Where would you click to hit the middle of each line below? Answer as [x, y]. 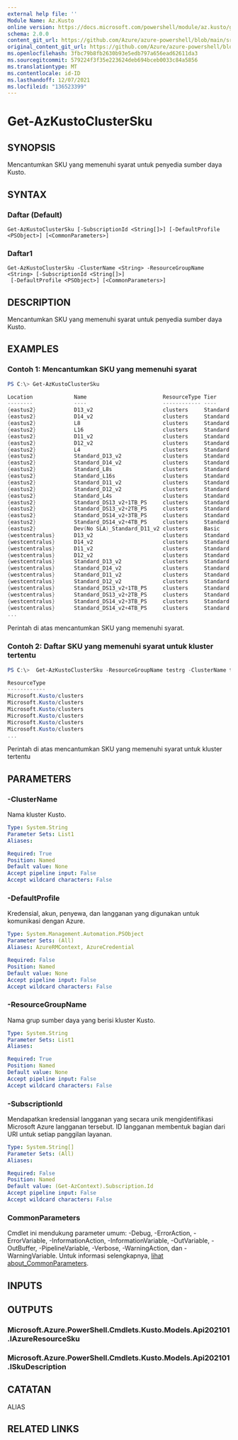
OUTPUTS [30, 1310]
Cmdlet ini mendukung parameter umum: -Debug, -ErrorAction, [100, 1233]
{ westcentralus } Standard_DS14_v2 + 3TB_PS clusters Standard [119, 601]
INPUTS [25, 1286]
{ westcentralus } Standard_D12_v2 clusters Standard [119, 582]
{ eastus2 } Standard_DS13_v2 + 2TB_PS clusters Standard [119, 509]
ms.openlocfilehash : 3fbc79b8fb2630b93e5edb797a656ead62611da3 [103, 54]
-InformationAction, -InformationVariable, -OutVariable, [130, 1241]
